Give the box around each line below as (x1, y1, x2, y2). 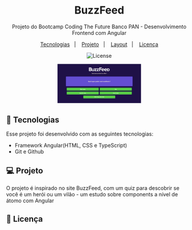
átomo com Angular (6, 197, 54, 204)
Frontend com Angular (71, 29, 127, 36)
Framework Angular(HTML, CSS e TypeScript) (14, 142, 128, 149)
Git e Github (14, 148, 44, 155)
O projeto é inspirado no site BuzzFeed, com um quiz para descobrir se (6, 184, 180, 192)
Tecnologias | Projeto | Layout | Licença (40, 41, 158, 48)
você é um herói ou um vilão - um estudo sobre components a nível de (6, 190, 178, 198)
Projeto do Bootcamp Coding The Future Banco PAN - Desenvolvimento (12, 23, 187, 30)
